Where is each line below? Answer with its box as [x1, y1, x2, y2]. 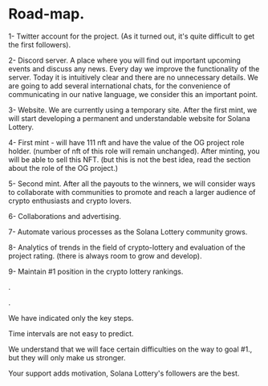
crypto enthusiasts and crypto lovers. [8, 196, 132, 205]
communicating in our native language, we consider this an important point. [8, 89, 258, 99]
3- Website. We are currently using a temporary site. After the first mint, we [8, 105, 258, 115]
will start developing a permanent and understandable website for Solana [8, 113, 250, 123]
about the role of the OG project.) [8, 163, 119, 173]
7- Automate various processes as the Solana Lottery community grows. [8, 226, 248, 237]
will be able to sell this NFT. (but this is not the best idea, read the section [8, 154, 251, 165]
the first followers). [8, 39, 71, 49]
